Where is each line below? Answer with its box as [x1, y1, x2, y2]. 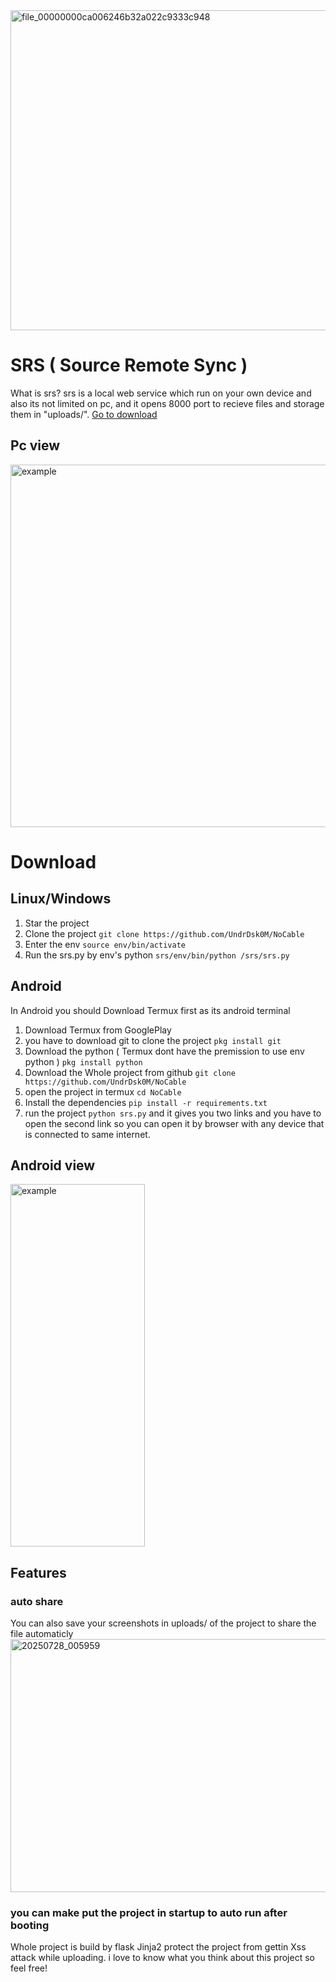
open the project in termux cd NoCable [24, 1085, 182, 1098]
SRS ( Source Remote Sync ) [10, 354, 248, 377]
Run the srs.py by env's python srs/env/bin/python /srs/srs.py [24, 949, 290, 961]
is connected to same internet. [24, 1128, 151, 1140]
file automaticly [10, 1628, 74, 1640]
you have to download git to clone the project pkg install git [24, 1034, 282, 1046]
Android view [10, 1157, 96, 1174]
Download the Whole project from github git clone [24, 1066, 236, 1078]
